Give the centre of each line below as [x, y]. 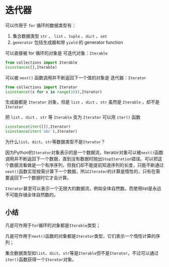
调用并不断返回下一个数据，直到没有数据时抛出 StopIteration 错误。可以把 [82, 159]
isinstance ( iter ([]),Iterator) [38, 127]
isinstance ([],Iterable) [31, 67]
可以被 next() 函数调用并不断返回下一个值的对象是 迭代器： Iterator [76, 77]
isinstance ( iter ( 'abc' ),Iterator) [41, 132]
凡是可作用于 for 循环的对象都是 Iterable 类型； [53, 225]
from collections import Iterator [41, 87]
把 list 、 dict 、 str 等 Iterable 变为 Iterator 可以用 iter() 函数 [73, 117]
